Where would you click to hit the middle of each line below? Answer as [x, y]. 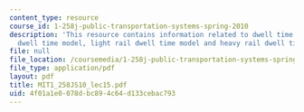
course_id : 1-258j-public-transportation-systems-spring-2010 [129, 26]
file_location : [38, 60]
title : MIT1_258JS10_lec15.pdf [68, 85]
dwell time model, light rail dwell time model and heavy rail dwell [151, 43]
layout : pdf [32, 77]
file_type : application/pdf [62, 69]
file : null [30, 51]
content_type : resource [54, 18]
